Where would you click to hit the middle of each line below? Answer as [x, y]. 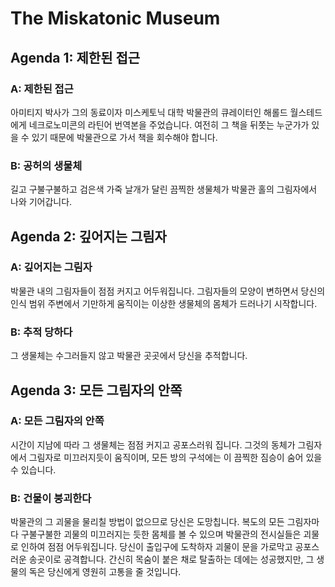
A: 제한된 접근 [42, 89]
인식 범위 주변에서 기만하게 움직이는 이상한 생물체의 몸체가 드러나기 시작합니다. [164, 303]
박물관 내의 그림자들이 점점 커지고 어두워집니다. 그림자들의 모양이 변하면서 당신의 [168, 291]
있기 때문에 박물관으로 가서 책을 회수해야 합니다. [124, 137]
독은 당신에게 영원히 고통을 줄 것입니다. [105, 572]
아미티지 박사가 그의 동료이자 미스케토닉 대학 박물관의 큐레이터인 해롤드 [149, 112]
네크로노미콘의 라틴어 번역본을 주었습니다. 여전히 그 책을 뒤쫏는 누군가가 [169, 124]
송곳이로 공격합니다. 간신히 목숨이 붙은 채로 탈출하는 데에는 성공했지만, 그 [171, 559]
